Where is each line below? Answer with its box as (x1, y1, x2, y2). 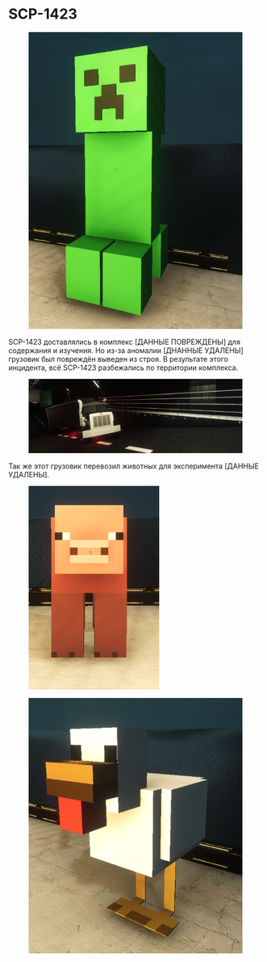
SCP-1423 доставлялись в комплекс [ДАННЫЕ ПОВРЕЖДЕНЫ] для (8, 337, 240, 347)
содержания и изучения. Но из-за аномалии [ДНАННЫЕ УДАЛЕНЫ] (8, 346, 244, 355)
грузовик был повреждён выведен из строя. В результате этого (8, 355, 228, 364)
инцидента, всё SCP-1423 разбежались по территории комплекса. (8, 363, 239, 372)
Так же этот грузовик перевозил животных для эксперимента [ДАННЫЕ (8, 461, 260, 471)
